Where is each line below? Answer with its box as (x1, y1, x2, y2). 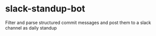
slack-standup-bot (5, 3, 85, 14)
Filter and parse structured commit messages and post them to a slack (5, 19, 151, 25)
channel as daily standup (5, 24, 57, 30)
